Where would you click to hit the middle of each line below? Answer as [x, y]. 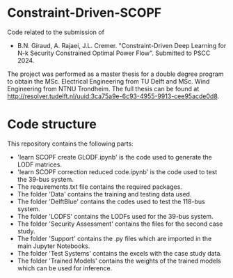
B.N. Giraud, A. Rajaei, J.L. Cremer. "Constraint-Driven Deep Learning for [122, 45]
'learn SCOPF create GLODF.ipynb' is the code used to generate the [114, 157]
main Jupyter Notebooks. [54, 246]
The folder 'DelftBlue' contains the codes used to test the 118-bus [111, 201]
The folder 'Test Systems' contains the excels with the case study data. [120, 253]
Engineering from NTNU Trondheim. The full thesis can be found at [103, 88]
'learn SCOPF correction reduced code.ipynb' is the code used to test [117, 171]
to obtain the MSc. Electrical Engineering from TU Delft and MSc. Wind [109, 81]
